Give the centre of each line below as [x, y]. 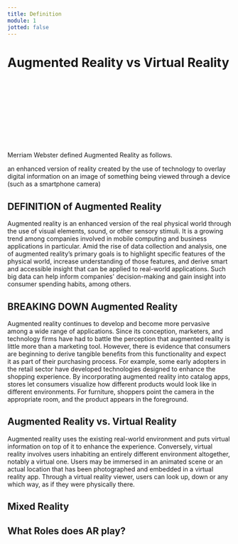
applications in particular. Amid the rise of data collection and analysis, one [117, 246]
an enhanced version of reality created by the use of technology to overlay [117, 169]
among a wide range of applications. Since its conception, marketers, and [115, 331]
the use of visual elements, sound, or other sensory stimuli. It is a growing [115, 231]
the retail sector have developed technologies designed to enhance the [112, 369]
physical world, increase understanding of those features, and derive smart [118, 261]
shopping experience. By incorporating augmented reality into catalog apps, [119, 376]
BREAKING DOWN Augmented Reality [93, 307]
